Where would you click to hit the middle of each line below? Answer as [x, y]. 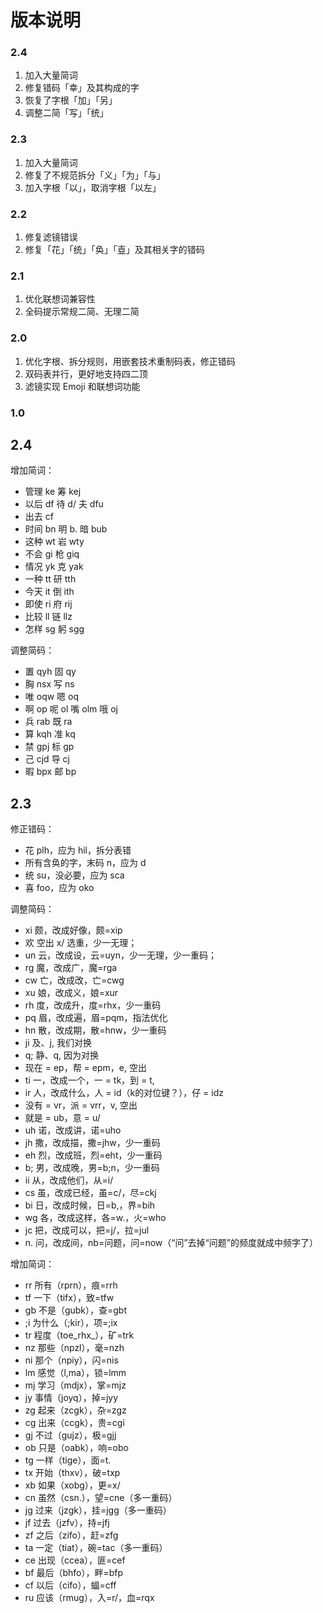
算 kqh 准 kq [50, 734]
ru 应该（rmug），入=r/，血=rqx [89, 1598]
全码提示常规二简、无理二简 [82, 312]
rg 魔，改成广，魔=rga [71, 968]
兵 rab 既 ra [48, 722]
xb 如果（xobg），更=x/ [72, 1485]
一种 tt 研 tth [50, 579]
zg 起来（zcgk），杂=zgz [75, 1410]
